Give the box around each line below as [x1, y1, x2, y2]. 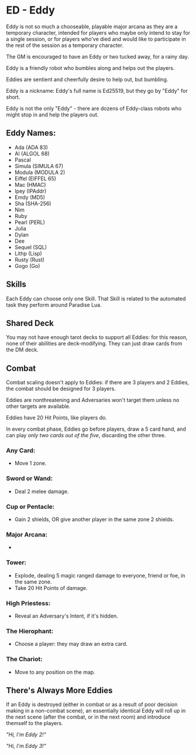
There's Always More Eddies [6, 685, 113, 695]
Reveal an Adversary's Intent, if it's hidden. [14, 612, 118, 619]
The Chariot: [6, 655, 43, 663]
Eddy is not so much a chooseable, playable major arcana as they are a [6, 23, 178, 30]
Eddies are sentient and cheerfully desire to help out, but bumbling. [6, 76, 169, 83]
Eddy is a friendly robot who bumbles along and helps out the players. [6, 64, 175, 71]
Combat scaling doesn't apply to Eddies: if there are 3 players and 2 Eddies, [6, 379, 189, 386]
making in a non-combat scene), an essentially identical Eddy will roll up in [6, 707, 186, 714]
